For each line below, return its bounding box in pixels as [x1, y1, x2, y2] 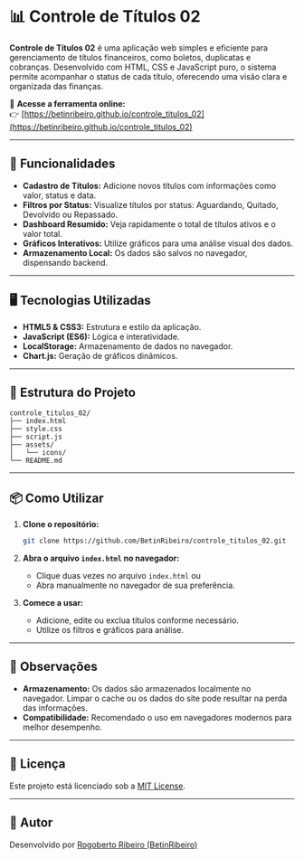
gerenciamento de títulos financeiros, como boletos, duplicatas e [9, 52, 252, 62]
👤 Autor [9, 815, 53, 831]
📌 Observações [9, 659, 98, 675]
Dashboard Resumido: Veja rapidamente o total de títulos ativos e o [22, 218, 276, 230]
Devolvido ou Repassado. [22, 209, 119, 220]
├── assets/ [9, 440, 54, 449]
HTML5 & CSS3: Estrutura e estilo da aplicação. [22, 321, 202, 332]
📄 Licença [9, 756, 66, 772]
